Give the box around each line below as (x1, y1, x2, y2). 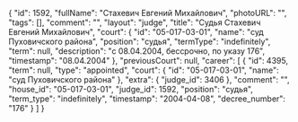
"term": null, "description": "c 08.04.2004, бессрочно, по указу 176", (8, 46, 266, 57)
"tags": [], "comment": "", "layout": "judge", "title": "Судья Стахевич (8, 17, 261, 28)
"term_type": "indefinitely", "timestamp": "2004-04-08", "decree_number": (8, 93, 286, 104)
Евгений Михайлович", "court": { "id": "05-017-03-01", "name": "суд (8, 27, 264, 37)
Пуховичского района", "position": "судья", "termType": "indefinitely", (8, 36, 271, 47)
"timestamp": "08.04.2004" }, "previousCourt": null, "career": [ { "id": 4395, (8, 56, 289, 65)
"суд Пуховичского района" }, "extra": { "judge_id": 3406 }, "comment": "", (8, 74, 290, 84)
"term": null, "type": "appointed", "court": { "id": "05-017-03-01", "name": (8, 65, 279, 75)
